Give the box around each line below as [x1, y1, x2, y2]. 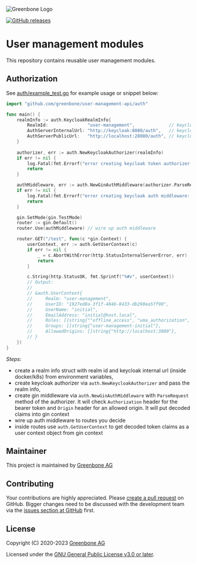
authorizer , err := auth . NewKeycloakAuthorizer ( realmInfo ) [16, 150, 164, 156]
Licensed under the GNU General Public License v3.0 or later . [6, 551, 155, 558]
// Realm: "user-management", [27, 295, 111, 302]
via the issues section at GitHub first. [6, 507, 95, 514]
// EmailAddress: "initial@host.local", [27, 312, 138, 318]
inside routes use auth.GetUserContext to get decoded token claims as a [14, 423, 189, 430]
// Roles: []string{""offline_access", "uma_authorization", [27, 318, 191, 323]
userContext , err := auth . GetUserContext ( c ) [27, 241, 138, 247]
